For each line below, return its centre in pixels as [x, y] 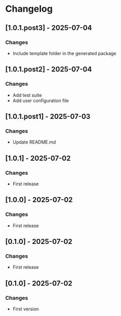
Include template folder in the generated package [64, 53]
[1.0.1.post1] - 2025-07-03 [48, 116]
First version [26, 309]
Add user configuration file [41, 101]
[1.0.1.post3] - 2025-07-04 [49, 28]
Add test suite [27, 95]
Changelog [29, 9]
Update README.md [34, 142]
